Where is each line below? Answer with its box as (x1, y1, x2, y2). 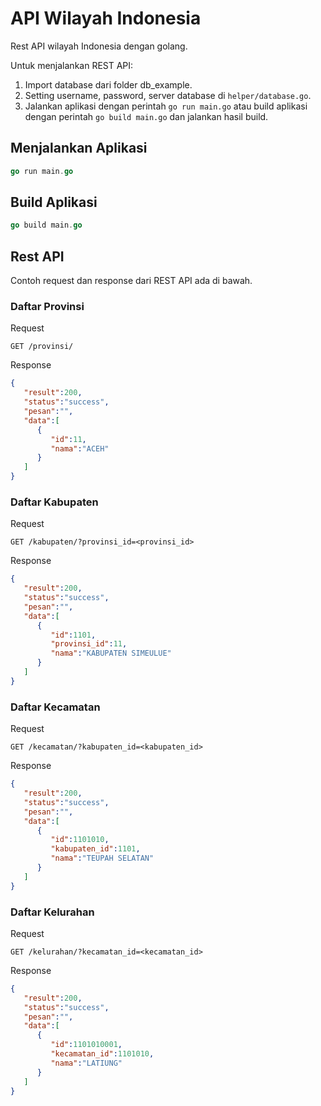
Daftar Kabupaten (10, 495, 99, 509)
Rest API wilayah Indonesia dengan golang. (10, 40, 188, 52)
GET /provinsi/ (10, 342, 74, 352)
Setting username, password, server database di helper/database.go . (24, 89, 312, 101)
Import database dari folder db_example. (24, 78, 193, 91)
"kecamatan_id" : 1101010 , (50, 1049, 155, 1059)
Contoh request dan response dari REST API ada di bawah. (10, 275, 253, 287)
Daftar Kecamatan (10, 700, 101, 714)
